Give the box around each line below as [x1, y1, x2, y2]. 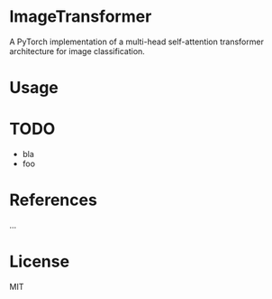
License [9, 251, 70, 272]
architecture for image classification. [9, 45, 146, 56]
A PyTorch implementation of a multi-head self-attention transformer [9, 36, 264, 47]
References [9, 190, 97, 210]
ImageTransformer [9, 6, 152, 27]
